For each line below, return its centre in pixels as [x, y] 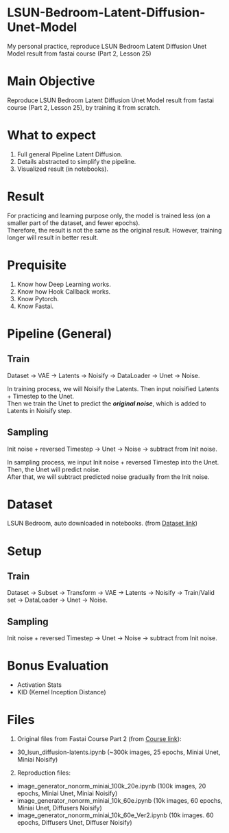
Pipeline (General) [60, 333]
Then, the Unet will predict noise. [54, 469]
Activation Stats [39, 685]
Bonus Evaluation [58, 666]
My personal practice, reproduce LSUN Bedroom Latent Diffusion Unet [107, 46]
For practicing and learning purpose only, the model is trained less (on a [109, 215]
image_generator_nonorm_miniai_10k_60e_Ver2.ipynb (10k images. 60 [115, 815]
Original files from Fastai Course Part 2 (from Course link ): [99, 739]
